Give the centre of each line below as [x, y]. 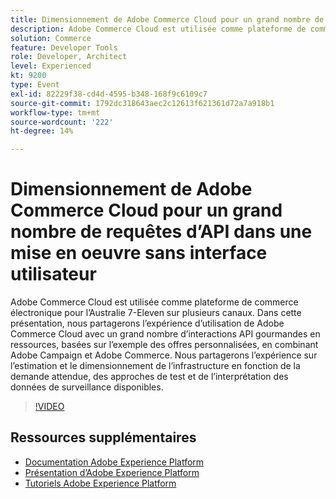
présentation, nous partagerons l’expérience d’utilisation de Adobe [147, 323]
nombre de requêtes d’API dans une [161, 232]
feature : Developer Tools [64, 47]
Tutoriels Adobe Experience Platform [100, 483]
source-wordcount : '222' [62, 122]
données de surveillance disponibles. [87, 387]
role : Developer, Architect [69, 57]
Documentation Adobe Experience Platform [114, 462]
